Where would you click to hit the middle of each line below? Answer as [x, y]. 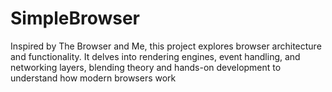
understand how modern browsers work [93, 78]
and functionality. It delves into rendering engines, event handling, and [155, 56]
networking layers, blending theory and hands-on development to [146, 67]
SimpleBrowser [75, 18]
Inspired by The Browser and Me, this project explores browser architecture [166, 46]
